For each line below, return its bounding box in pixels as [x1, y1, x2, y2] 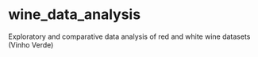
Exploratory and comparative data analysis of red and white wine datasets [8, 32, 251, 41]
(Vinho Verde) [8, 40, 54, 49]
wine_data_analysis [8, 6, 141, 24]
